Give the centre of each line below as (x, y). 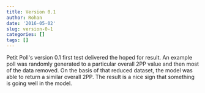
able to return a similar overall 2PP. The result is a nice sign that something (100, 77)
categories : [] (26, 35)
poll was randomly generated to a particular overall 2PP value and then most (103, 64)
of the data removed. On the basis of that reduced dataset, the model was (99, 70)
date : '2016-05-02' (31, 23)
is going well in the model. (39, 83)
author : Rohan (24, 18)
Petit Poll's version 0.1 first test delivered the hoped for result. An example (99, 57)
